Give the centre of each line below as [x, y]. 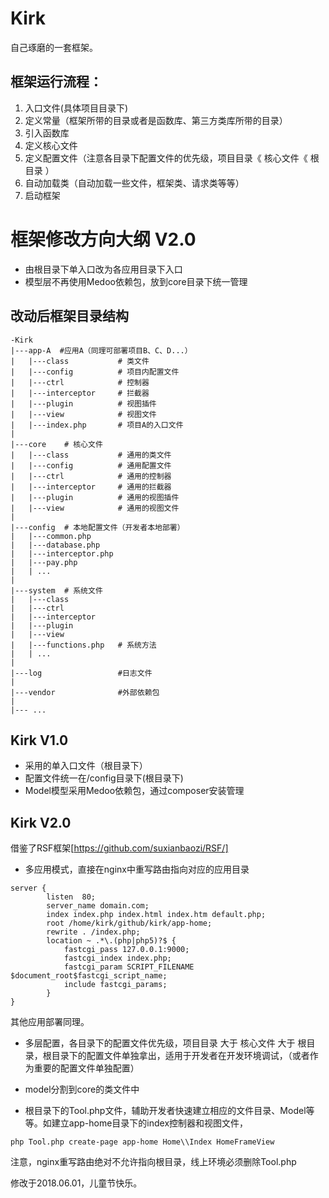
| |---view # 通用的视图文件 [95, 508]
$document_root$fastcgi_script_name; [89, 976]
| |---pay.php [44, 562]
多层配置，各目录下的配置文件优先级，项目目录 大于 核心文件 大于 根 [165, 1043]
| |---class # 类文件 [80, 361]
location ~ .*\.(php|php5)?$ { [111, 941]
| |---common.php [51, 536]
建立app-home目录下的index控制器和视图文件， [150, 1123]
